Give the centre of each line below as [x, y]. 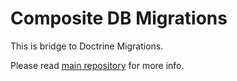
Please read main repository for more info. [97, 65]
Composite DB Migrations [119, 18]
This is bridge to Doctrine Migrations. [87, 46]
